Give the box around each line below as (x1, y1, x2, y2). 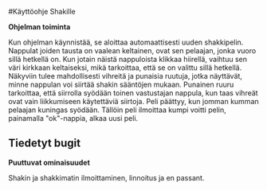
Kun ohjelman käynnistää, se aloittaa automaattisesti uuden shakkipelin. (8, 37, 244, 47)
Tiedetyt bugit (8, 137, 81, 150)
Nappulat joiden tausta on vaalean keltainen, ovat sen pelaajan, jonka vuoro (8, 46, 257, 55)
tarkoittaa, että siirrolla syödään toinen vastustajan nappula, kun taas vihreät (8, 88, 258, 98)
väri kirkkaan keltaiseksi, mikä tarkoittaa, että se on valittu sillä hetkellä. (8, 63, 242, 72)
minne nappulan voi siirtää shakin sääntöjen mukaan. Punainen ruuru (8, 79, 234, 89)
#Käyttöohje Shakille (8, 7, 76, 16)
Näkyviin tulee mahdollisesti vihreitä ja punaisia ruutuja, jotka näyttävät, (8, 72, 243, 80)
